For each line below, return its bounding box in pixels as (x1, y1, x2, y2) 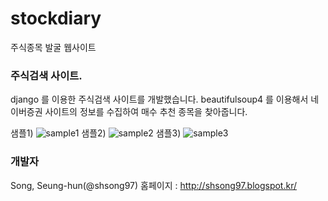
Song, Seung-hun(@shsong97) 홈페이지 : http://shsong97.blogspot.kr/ (10, 179, 297, 191)
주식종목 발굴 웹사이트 (10, 41, 97, 53)
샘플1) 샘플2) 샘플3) (10, 127, 182, 139)
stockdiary (10, 7, 102, 30)
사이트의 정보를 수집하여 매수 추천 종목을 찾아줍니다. (44, 106, 248, 118)
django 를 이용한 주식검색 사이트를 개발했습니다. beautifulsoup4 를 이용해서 (10, 93, 309, 106)
